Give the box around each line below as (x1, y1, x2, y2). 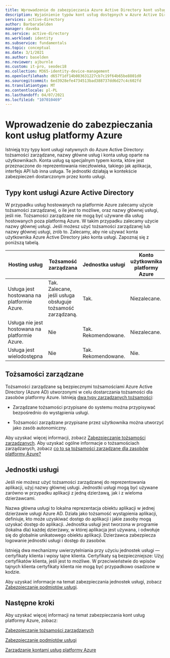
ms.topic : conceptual (5, 45, 51, 50)
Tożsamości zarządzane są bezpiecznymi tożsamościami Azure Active (5, 383, 153, 389)
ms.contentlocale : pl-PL (5, 87, 58, 93)
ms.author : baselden (5, 54, 49, 60)
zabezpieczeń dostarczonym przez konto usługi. (5, 174, 106, 180)
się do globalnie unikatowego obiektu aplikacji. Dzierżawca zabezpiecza (5, 532, 156, 538)
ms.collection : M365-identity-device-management (5, 69, 110, 74)
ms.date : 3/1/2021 (5, 50, 44, 55)
